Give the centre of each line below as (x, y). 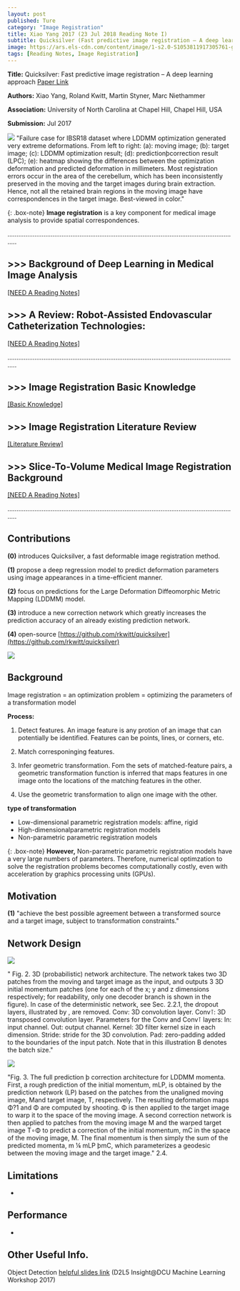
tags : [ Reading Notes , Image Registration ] (73, 54)
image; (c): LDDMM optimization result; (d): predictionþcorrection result (113, 153)
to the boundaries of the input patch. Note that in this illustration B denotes (117, 1042)
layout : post (27, 14)
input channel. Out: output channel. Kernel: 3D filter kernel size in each (111, 1027)
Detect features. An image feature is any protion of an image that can (119, 730)
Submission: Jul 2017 (40, 123)
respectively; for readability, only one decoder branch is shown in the (110, 997)
